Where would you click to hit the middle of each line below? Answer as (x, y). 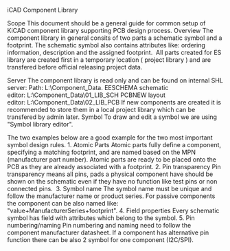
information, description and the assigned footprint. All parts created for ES (114, 52)
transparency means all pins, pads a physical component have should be (110, 174)
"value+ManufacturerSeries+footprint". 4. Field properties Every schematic (113, 210)
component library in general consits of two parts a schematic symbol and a (115, 38)
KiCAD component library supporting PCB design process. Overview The (111, 31)
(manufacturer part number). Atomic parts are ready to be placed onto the (112, 160)
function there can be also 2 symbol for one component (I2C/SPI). (101, 240)
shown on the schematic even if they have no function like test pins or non (112, 181)
